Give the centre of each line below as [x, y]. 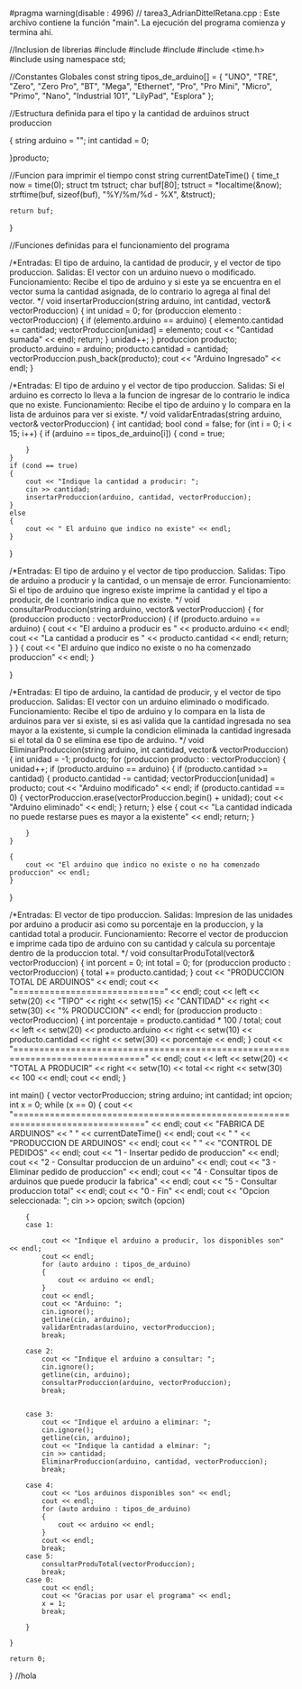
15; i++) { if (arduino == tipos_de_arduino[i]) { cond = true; [117, 433]
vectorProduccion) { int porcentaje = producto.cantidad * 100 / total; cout [146, 1020]
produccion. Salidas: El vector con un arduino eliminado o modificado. [139, 702]
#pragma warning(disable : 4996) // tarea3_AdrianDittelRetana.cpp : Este [145, 13]
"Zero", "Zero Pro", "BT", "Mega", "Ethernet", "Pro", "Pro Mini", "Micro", [141, 86]
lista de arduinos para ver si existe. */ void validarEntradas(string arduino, [146, 414]
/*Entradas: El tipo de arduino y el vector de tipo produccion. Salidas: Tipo [147, 571]
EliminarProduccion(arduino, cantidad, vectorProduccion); [155, 1462]
